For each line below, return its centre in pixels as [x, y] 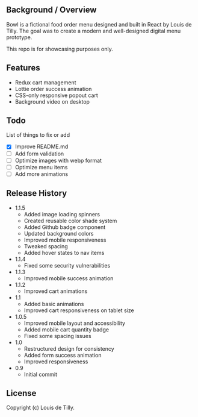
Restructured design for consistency [69, 348]
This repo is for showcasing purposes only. [60, 49]
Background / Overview [51, 10]
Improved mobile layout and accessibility [74, 323]
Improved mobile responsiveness [65, 240]
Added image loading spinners [62, 214]
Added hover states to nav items [64, 252]
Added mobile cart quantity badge [67, 329]
